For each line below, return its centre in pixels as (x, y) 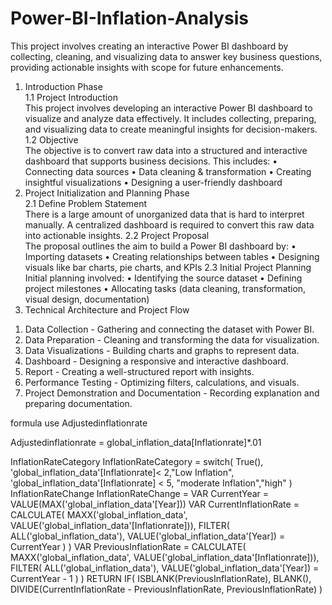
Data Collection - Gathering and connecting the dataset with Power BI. (169, 329)
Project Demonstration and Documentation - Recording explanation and (172, 393)
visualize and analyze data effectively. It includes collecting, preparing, (170, 118)
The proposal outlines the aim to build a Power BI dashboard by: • (160, 246)
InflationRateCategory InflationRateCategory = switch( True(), (137, 461)
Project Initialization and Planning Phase (107, 193)
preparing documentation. (78, 403)
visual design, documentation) (87, 299)
